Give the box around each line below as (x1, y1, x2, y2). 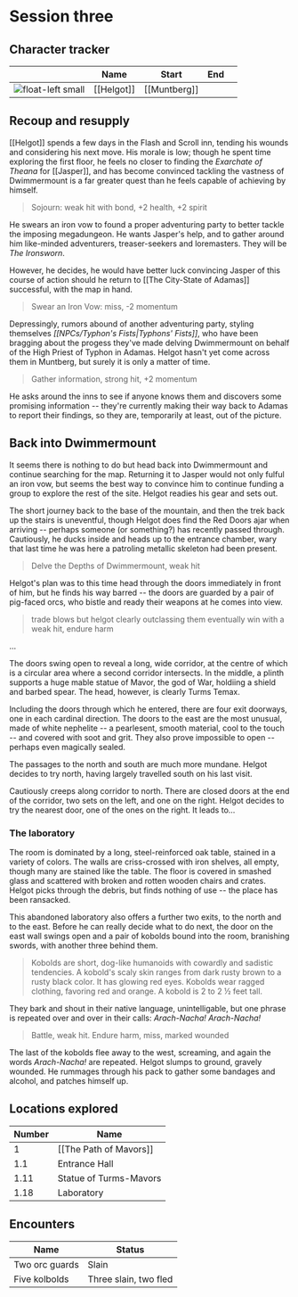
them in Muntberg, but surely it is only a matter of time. (9, 356, 211, 367)
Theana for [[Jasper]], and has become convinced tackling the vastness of (9, 165, 285, 176)
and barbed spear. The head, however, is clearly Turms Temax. (9, 686, 240, 697)
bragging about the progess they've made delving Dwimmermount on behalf (9, 337, 290, 348)
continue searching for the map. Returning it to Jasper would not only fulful (9, 468, 285, 479)
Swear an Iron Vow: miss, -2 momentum (30, 301, 178, 311)
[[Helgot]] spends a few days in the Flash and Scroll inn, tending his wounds (9, 136, 289, 148)
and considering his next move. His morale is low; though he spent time (9, 146, 271, 157)
